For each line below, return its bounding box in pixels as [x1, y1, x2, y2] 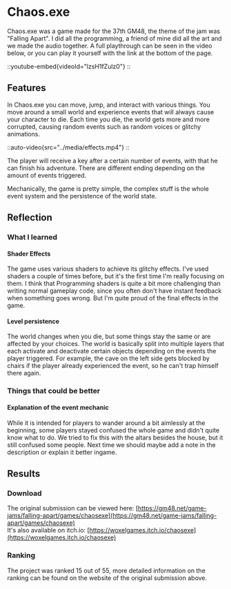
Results [7, 468, 41, 479]
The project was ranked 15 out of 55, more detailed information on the [7, 566, 205, 575]
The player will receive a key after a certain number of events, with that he [7, 156, 219, 165]
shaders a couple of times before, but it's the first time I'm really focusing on [7, 272, 225, 280]
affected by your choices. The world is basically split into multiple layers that [7, 340, 225, 348]
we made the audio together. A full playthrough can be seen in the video [7, 41, 212, 50]
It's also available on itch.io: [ [7, 526, 90, 535]
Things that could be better [7, 386, 101, 396]
